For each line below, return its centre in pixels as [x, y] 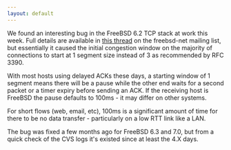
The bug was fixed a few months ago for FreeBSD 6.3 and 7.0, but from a [110, 131]
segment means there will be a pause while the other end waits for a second [115, 83]
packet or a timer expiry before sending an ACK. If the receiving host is [108, 90]
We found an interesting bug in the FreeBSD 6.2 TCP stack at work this [108, 33]
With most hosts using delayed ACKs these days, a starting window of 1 [109, 76]
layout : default [30, 13]
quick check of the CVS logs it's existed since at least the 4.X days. [103, 139]
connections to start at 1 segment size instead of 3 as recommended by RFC [115, 55]
